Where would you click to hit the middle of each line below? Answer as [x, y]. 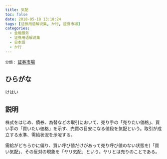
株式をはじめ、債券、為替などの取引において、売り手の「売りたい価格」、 [80, 122]
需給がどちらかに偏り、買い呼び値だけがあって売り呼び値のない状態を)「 [80, 145]
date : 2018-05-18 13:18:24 [33, 19]
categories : [17, 28]
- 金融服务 [19, 33]
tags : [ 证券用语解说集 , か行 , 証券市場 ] [43, 24]
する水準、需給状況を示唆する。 [42, 135]
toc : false [16, 14]
